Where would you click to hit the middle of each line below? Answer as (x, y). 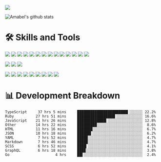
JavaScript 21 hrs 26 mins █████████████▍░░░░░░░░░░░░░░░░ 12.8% (80, 121)
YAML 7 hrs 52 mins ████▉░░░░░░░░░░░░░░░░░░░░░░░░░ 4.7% (80, 138)
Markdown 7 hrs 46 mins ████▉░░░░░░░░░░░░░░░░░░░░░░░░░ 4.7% (80, 142)
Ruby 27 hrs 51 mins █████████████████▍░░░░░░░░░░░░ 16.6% (80, 116)
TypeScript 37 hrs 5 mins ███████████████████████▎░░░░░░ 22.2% (80, 112)
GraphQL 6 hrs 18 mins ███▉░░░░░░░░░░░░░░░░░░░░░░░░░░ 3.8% (80, 150)
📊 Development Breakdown (63, 96)
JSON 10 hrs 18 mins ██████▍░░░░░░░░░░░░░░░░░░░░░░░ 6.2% (80, 133)
